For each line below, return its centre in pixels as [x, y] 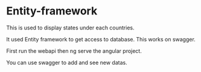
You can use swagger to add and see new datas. [67, 62]
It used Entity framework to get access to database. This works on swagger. [101, 39]
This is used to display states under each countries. [70, 28]
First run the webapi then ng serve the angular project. [74, 51]
